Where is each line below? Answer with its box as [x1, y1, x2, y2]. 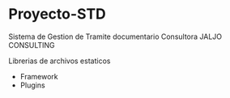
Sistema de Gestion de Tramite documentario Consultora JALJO [8, 32, 223, 41]
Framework [19, 71, 58, 81]
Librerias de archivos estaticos [8, 56, 111, 66]
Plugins [19, 80, 46, 90]
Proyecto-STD [8, 5, 107, 23]
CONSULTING [8, 40, 55, 49]
